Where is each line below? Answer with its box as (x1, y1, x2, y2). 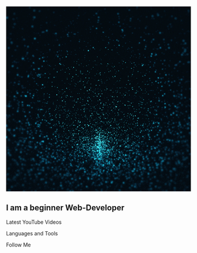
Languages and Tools (6, 230, 59, 237)
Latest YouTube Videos (6, 218, 62, 225)
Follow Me (6, 241, 31, 248)
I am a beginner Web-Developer (6, 203, 125, 213)
